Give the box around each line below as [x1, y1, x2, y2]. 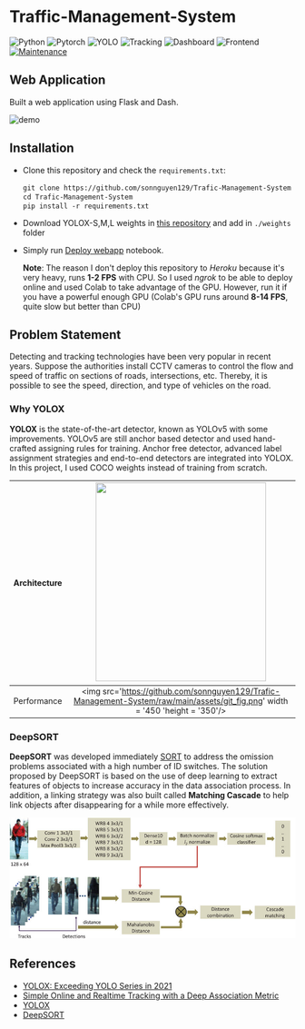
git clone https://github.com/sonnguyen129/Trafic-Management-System [22, 183, 292, 193]
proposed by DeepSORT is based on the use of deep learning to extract [9, 770, 278, 782]
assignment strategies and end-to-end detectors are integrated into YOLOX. [9, 452, 293, 463]
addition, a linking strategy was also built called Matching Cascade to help [9, 790, 290, 801]
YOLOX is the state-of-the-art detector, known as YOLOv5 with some [9, 423, 269, 434]
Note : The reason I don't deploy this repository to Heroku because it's [22, 262, 285, 273]
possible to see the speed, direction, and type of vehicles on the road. [9, 380, 271, 391]
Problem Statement [9, 327, 122, 342]
